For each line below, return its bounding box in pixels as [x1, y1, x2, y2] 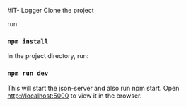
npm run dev [7, 69, 49, 77]
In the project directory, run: [7, 52, 89, 60]
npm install [7, 37, 49, 45]
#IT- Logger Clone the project [7, 6, 94, 14]
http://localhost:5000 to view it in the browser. [7, 91, 142, 100]
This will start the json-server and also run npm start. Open [7, 84, 180, 92]
